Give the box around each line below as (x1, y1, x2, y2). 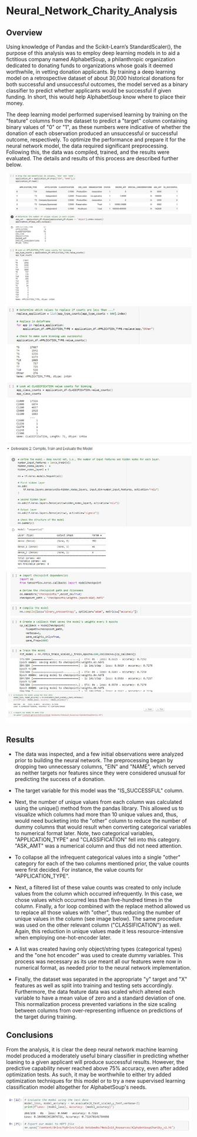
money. (6, 100, 25, 107)
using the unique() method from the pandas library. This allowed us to (14, 805, 184, 812)
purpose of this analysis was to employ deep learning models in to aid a (6, 50, 181, 57)
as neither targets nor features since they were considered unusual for (14, 769, 186, 776)
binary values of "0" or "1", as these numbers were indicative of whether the (6, 124, 191, 130)
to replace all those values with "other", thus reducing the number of (14, 909, 181, 916)
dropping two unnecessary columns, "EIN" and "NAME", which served (14, 763, 185, 770)
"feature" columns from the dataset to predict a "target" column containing (6, 117, 188, 124)
